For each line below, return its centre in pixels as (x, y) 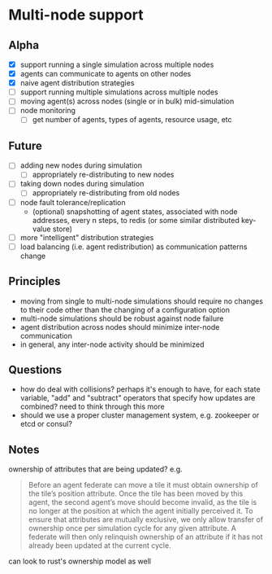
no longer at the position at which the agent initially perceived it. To (140, 511)
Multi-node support (76, 15)
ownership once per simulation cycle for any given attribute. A (132, 528)
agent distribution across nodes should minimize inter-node (120, 326)
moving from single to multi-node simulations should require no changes (142, 301)
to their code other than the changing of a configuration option (125, 309)
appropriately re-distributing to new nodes (103, 175)
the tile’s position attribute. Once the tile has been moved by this (136, 493)
